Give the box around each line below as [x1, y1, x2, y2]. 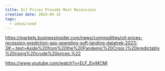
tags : [5, 16, 16, 21]
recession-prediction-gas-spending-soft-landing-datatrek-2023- [5, 40, 138, 46]
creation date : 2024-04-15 [5, 12, 61, 17]
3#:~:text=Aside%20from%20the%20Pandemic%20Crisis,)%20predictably [5, 45, 160, 51]
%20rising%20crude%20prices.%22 [5, 51, 81, 57]
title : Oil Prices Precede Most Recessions [5, 7, 97, 12]
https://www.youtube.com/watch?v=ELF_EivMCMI [5, 60, 108, 66]
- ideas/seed [9, 21, 37, 26]
